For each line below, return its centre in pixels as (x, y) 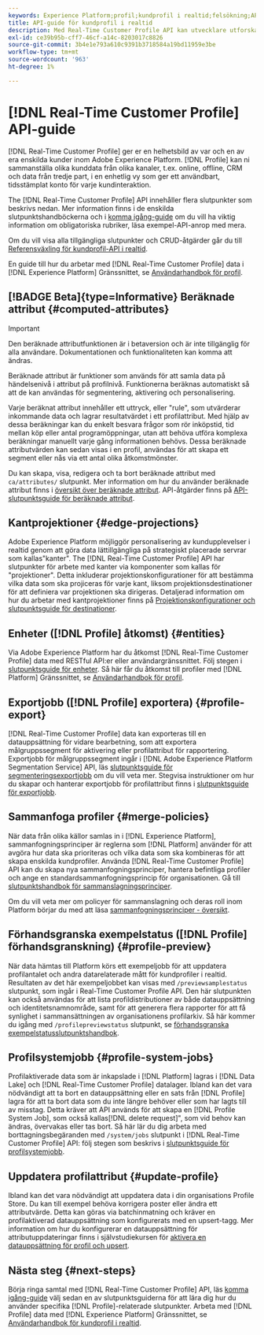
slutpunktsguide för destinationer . (63, 609)
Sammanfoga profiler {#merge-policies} (109, 817)
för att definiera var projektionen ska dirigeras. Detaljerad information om (126, 592)
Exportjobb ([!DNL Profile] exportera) (101, 702)
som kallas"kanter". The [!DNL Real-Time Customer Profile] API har (117, 558)
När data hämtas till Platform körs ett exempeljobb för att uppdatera (117, 966)
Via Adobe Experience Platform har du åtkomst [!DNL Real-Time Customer (128, 653)
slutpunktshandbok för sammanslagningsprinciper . (90, 886)
